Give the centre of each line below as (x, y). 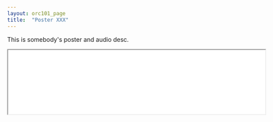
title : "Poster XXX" (38, 20)
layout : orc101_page (37, 13)
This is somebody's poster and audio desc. (68, 39)
